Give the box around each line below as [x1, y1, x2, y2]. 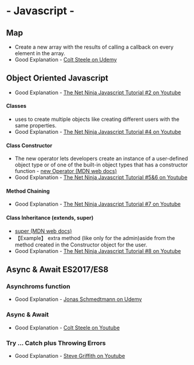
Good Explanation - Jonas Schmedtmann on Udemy [14, 296, 142, 303]
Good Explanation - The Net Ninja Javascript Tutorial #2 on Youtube [14, 89, 181, 96]
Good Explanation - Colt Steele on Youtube [14, 324, 120, 331]
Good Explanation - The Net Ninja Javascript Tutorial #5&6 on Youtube [14, 174, 188, 181]
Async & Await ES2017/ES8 [6, 265, 109, 275]
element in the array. [14, 50, 65, 57]
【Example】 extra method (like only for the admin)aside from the [14, 234, 175, 241]
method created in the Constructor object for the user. [14, 241, 147, 248]
